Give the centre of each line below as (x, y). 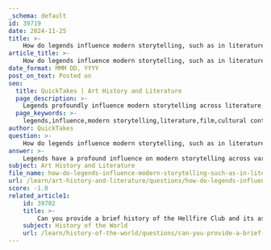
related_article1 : (39, 196)
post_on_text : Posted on (50, 76)
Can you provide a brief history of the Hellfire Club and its (146, 219)
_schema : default (38, 16)
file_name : (27, 173)
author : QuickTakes (41, 128)
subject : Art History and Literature (72, 166)
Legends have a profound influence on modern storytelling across (137, 158)
